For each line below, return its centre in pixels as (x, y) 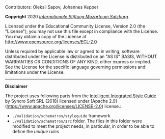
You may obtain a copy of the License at (46, 37)
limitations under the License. (35, 72)
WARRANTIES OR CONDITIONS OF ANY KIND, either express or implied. (78, 62)
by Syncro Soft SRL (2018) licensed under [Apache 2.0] (61, 101)
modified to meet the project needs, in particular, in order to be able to (83, 126)
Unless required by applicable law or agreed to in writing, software (72, 51)
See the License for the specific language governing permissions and (75, 67)
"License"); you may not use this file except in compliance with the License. (82, 31)
